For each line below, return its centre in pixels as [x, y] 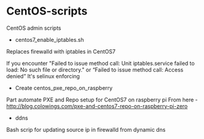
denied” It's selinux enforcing [43, 76]
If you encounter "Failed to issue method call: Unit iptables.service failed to [100, 63]
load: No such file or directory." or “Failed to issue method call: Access [95, 69]
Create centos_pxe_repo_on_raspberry [64, 88]
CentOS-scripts [47, 11]
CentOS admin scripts [34, 28]
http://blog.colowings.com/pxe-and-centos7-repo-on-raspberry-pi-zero [97, 106]
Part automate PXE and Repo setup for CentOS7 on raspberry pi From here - [102, 100]
